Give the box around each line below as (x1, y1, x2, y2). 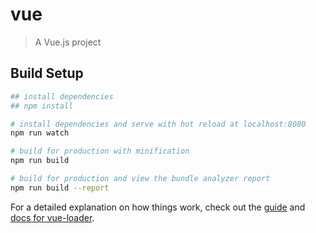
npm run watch (10, 128, 70, 138)
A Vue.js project (34, 36, 102, 48)
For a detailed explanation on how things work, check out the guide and (10, 201, 306, 213)
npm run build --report (10, 183, 110, 193)
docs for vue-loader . (10, 211, 95, 223)
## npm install (10, 101, 74, 111)
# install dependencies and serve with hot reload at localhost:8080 (10, 119, 307, 129)
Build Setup (10, 65, 84, 82)
